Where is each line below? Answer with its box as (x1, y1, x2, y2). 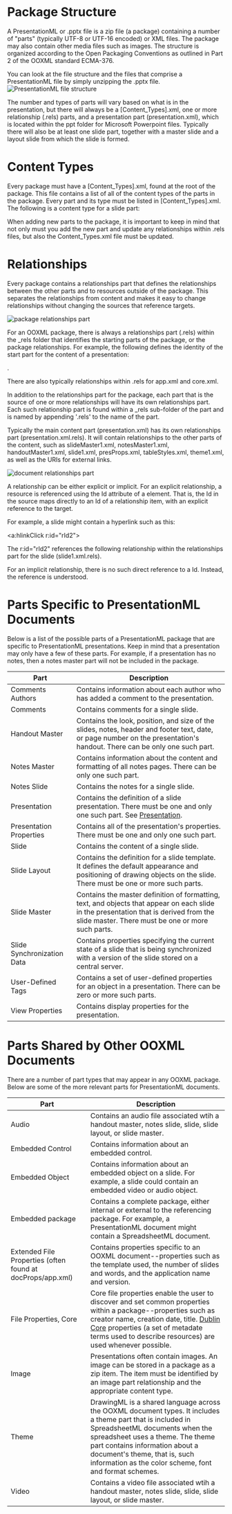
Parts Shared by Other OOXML (7, 1038, 185, 1053)
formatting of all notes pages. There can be (76, 761, 217, 771)
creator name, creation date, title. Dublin (90, 1314, 221, 1324)
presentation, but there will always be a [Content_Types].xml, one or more (7, 105, 217, 114)
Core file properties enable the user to (90, 1288, 214, 1298)
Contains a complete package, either (90, 1196, 210, 1206)
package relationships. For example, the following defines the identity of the (7, 343, 224, 351)
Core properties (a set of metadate (90, 1323, 203, 1333)
